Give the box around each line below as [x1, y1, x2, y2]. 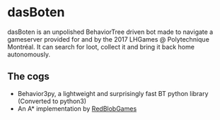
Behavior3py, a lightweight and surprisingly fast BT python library [17, 89, 209, 97]
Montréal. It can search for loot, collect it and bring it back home [7, 42, 195, 51]
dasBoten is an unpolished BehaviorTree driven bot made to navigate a [7, 28, 214, 36]
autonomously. [7, 50, 51, 59]
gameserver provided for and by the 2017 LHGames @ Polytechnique [7, 35, 210, 43]
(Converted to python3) [17, 97, 87, 105]
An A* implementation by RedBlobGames [17, 104, 137, 113]
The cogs [7, 71, 50, 83]
